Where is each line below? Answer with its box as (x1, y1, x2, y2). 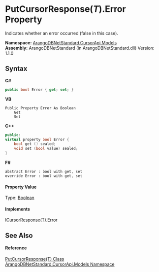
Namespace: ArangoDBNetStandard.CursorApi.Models (5, 39, 117, 45)
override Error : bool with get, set (5, 173, 83, 178)
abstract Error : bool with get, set (5, 169, 83, 174)
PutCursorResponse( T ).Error (5, 3, 127, 15)
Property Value (5, 184, 37, 190)
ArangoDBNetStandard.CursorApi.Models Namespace (5, 261, 115, 267)
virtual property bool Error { (5, 137, 69, 142)
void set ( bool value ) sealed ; (14, 146, 78, 151)
